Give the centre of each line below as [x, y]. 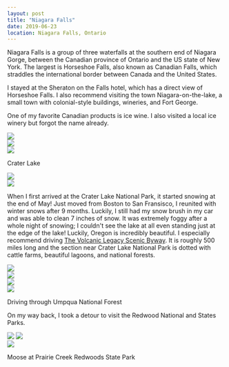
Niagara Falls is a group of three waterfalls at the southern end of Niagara [112, 52]
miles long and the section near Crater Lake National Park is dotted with [109, 248]
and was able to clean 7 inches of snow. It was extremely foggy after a [107, 219]
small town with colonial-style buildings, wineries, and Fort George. [103, 102]
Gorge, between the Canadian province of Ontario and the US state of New [114, 60]
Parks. [16, 323]
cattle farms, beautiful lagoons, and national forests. [81, 255]
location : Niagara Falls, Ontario [57, 33]
